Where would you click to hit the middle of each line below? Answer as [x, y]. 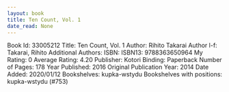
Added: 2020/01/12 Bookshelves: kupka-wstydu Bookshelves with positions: [115, 74]
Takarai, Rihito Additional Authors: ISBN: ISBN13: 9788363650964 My [105, 52]
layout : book [26, 13]
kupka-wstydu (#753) [38, 82]
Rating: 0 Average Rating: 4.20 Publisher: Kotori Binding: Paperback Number [114, 60]
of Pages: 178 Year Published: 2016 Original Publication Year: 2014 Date [108, 67]
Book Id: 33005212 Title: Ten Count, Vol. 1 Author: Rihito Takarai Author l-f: [112, 46]
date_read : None [30, 26]
